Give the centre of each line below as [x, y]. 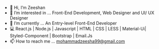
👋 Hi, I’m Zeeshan [27, 8]
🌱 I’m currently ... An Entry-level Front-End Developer [63, 23]
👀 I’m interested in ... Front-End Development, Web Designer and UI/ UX [82, 13]
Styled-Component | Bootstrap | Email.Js [51, 36]
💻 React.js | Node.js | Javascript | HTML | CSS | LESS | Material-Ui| [78, 29]
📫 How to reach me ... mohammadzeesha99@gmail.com [67, 41]
